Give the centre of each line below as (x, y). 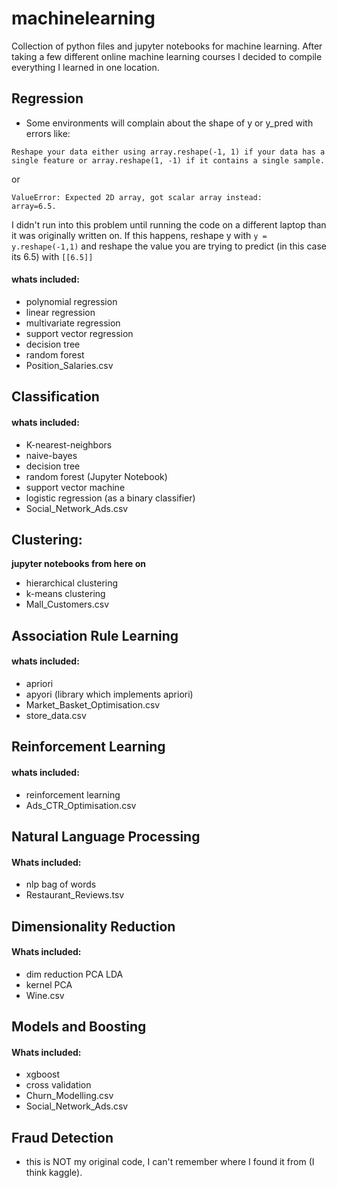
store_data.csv (56, 715)
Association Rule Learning (95, 635)
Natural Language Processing (106, 836)
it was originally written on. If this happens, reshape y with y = (139, 235)
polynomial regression (71, 301)
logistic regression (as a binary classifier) (110, 498)
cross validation (58, 1085)
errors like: (48, 133)
